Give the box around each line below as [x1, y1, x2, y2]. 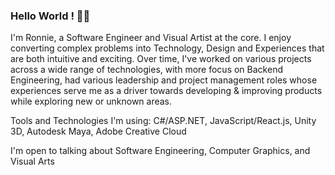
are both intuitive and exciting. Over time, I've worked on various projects [10, 53, 312, 65]
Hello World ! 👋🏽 [10, 9, 91, 23]
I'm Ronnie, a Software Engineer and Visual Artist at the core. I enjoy [10, 32, 292, 44]
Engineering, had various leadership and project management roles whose [10, 74, 318, 86]
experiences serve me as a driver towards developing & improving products [10, 85, 323, 97]
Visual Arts [10, 155, 55, 168]
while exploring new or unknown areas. [10, 95, 173, 108]
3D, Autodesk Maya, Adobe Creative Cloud [10, 125, 187, 138]
